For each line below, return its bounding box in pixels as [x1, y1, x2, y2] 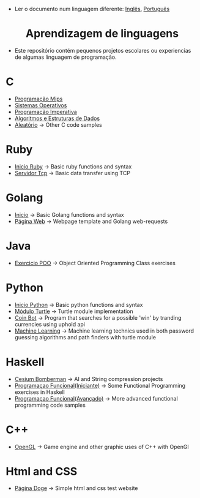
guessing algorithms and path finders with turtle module [14, 333, 157, 341]
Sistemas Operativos [14, 101, 67, 109]
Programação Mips [14, 95, 63, 102]
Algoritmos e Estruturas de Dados [14, 115, 100, 122]
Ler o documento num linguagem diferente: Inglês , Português [14, 6, 170, 12]
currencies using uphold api [14, 320, 86, 328]
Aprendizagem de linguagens [26, 27, 179, 40]
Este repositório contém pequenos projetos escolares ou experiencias [14, 47, 191, 54]
